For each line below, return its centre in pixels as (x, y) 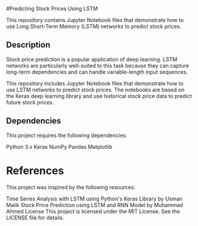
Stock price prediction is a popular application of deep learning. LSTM (92, 59)
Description (28, 45)
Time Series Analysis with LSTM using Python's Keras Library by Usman (94, 199)
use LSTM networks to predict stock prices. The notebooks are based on (95, 90)
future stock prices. (30, 102)
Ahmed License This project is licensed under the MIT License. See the (93, 211)
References (35, 171)
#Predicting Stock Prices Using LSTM (52, 9)
